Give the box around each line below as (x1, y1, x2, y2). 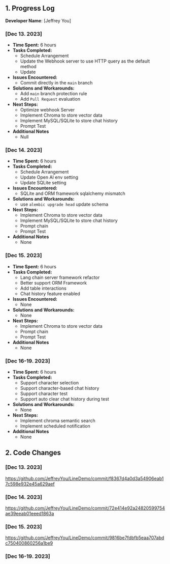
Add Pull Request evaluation (20, 96, 80, 102)
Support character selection (20, 380, 79, 386)
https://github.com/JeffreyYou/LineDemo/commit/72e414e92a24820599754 (5, 505, 165, 511)
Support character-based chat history (20, 385, 99, 391)
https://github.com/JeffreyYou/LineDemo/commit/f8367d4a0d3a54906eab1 (5, 475, 164, 482)
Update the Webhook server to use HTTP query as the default (20, 58, 150, 64)
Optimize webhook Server (20, 107, 75, 113)
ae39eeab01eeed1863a (5, 510, 54, 516)
